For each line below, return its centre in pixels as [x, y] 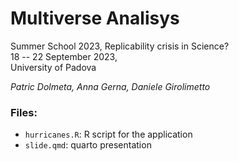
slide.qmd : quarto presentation [88, 145]
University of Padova [53, 67]
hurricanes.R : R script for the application [108, 134]
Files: [24, 112]
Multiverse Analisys [95, 18]
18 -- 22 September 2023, [64, 56]
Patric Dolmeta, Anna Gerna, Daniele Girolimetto [110, 86]
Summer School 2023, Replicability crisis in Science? [120, 46]
